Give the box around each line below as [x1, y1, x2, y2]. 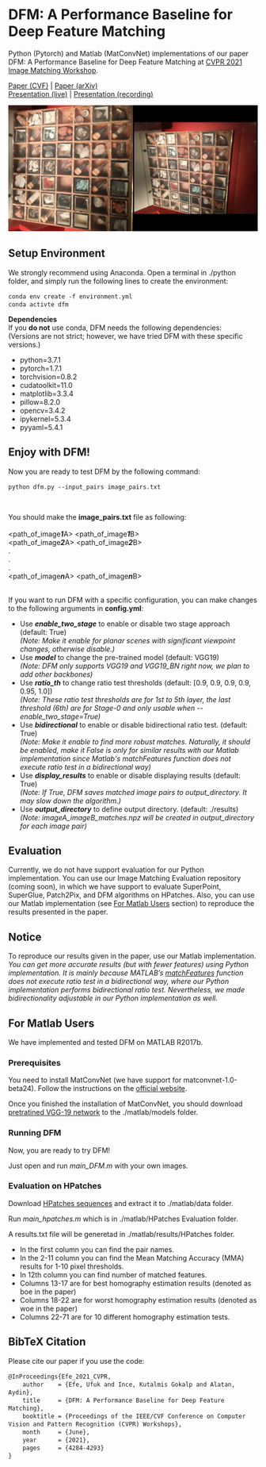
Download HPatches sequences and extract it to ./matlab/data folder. [8, 1198, 234, 1208]
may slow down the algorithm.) [19, 796, 121, 805]
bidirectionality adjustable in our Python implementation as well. [8, 993, 218, 1003]
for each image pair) [19, 821, 87, 831]
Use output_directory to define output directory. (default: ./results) [19, 804, 239, 814]
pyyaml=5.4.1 [19, 422, 63, 432]
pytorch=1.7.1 [19, 363, 62, 373]
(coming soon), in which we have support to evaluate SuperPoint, [8, 882, 222, 892]
